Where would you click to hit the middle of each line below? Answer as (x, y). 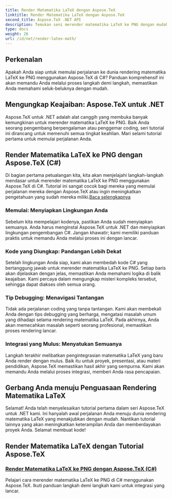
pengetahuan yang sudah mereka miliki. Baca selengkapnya (68, 197)
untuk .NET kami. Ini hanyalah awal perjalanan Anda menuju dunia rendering (86, 414)
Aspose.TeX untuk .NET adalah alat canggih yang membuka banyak (77, 117)
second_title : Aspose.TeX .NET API (43, 20)
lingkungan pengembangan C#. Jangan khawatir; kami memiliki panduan (82, 232)
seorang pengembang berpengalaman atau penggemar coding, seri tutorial (85, 128)
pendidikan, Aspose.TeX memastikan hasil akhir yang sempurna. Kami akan (85, 366)
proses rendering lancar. (31, 331)
